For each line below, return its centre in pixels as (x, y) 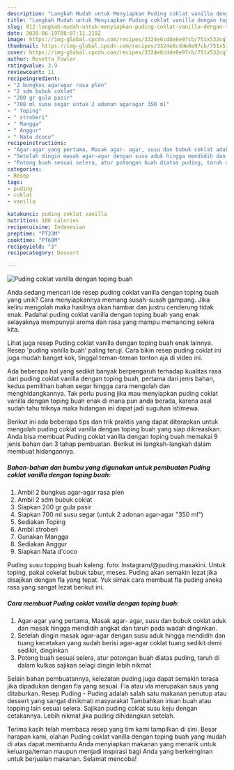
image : (17, 40)
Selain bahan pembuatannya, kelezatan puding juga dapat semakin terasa (113, 679)
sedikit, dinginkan (42, 650)
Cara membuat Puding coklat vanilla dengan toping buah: (93, 603)
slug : (15, 26)
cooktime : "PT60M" (34, 240)
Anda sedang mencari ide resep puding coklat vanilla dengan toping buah (113, 293)
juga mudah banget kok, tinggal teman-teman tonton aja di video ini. (105, 358)
